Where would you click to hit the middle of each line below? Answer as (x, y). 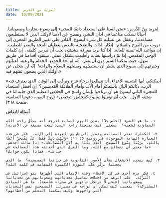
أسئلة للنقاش (18, 111)
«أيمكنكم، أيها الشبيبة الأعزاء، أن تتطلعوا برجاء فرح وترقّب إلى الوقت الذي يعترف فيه (83, 81)
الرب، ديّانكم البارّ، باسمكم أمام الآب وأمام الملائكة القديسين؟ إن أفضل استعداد (79, 86)
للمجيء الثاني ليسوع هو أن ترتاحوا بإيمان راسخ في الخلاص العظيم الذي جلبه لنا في (82, 91)
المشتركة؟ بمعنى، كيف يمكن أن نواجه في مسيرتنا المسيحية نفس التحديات (82, 186)
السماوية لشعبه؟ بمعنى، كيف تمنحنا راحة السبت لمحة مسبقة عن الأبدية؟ (81, 125)
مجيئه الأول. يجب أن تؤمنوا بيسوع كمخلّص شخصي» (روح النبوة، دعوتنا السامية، (79, 97)
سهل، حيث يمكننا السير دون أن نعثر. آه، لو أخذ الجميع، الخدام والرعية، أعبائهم (77, 60)
